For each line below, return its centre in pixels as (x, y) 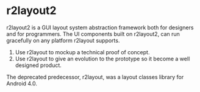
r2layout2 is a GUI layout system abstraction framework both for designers (100, 27)
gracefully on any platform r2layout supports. (63, 40)
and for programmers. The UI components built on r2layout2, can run (93, 34)
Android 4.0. (22, 83)
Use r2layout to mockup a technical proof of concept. (82, 52)
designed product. (38, 65)
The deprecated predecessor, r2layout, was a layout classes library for (95, 77)
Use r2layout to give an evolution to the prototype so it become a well (102, 58)
